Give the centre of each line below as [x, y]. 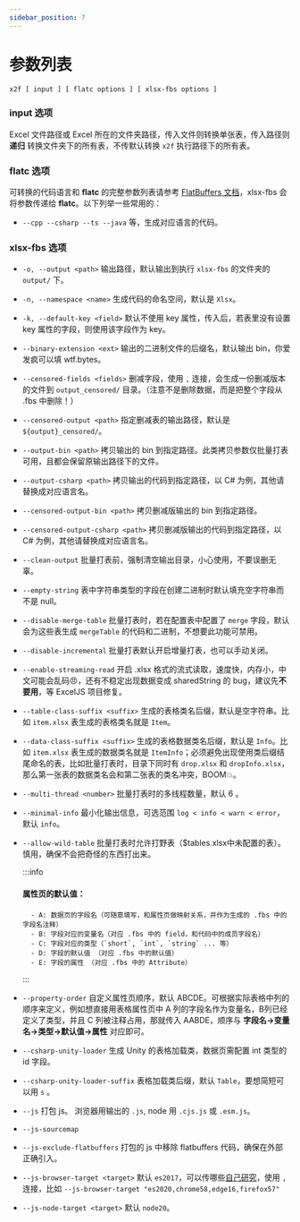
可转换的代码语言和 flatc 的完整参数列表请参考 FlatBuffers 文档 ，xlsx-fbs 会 [148, 192]
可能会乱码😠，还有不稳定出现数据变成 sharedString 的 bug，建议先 [154, 680]
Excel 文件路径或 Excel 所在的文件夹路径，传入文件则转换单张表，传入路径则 [150, 134]
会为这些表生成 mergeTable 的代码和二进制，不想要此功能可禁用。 [142, 631]
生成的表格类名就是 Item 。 [127, 722]
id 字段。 [38, 1061]
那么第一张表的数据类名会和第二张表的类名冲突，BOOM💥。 [131, 774]
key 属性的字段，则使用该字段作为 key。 [96, 329]
